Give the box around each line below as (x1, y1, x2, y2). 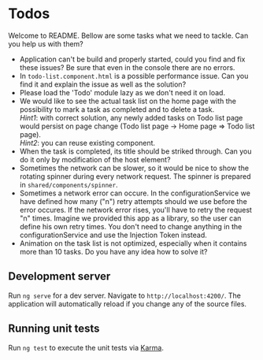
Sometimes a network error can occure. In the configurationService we (19, 188, 250, 198)
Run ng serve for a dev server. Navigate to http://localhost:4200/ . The (8, 291, 242, 300)
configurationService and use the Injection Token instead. (19, 230, 207, 239)
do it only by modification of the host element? (19, 154, 171, 164)
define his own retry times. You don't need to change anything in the (19, 221, 243, 231)
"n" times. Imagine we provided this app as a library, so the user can (19, 213, 242, 223)
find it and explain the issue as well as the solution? (19, 80, 187, 89)
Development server (8, 269, 111, 284)
